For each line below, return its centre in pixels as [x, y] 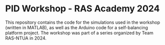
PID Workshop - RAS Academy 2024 [82, 9]
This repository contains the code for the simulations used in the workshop [83, 22]
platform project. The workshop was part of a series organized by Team [79, 33]
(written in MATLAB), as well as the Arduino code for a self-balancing [77, 27]
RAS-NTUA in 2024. [26, 38]
